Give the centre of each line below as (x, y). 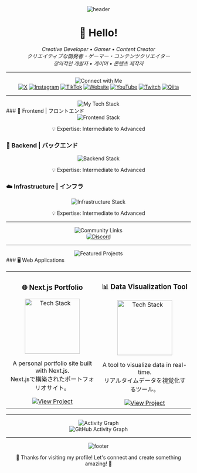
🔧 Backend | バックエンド (42, 145)
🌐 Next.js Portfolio (52, 288)
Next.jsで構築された (38, 379)
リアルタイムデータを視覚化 (142, 381)
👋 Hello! (98, 33)
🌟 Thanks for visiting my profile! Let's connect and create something (98, 458)
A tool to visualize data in (137, 365)
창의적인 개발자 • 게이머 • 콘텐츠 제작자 (98, 63)
